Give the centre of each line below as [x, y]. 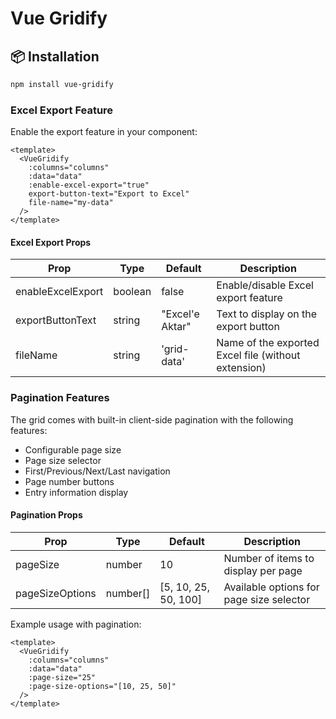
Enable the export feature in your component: [104, 132]
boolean [132, 292]
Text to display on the [267, 314]
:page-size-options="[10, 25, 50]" [102, 686]
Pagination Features [60, 398]
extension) [241, 368]
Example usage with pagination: [76, 624]
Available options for [271, 587]
